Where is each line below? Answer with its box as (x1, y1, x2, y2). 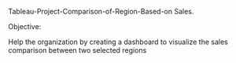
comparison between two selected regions (8, 46, 147, 54)
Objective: (8, 22, 42, 31)
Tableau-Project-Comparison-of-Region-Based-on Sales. (8, 7, 194, 16)
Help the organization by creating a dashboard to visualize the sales (8, 37, 228, 46)
